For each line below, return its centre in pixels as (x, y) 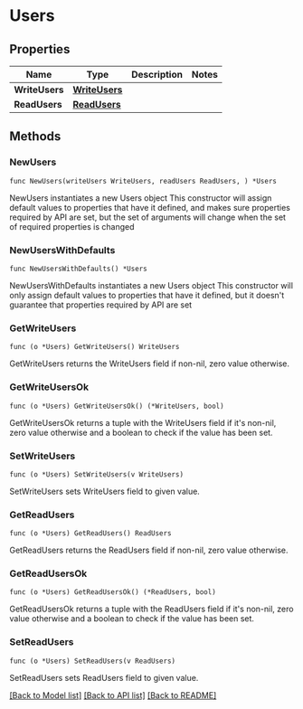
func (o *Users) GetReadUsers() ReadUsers (90, 534)
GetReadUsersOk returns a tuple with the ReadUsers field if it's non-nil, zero (151, 609)
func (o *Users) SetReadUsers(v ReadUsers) (93, 661)
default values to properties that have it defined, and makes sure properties (150, 207)
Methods (35, 137)
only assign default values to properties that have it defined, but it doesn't (147, 295)
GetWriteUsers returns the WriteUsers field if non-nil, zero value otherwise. (149, 364)
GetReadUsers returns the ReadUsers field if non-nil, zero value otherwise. (149, 550)
